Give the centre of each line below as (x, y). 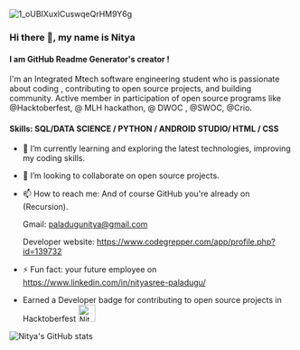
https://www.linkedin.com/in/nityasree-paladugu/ (114, 283)
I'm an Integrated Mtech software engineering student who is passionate (145, 79)
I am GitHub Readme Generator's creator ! (89, 59)
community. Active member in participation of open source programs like (145, 99)
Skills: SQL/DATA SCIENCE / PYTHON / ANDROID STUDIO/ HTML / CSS (144, 128)
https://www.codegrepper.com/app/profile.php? (186, 242)
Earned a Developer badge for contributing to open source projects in (152, 300)
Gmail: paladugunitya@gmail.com (85, 224)
